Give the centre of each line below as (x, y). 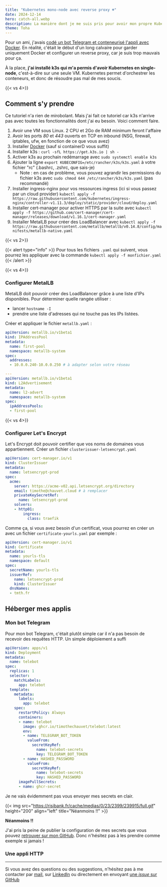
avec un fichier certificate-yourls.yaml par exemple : (61, 533)
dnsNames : (20, 589)
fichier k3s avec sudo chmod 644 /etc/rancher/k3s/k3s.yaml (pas (86, 178)
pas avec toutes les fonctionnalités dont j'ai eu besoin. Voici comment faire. (83, 121)
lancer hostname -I (32, 309)
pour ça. (14, 58)
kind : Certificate (24, 547)
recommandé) (34, 183)
